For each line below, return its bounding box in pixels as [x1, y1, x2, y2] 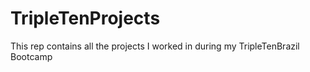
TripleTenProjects [10, 7, 161, 30]
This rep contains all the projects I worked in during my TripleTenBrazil [10, 40, 300, 52]
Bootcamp [10, 50, 53, 62]
